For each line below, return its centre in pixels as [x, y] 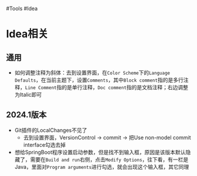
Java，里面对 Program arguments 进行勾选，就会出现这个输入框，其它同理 [102, 167]
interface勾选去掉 [45, 145]
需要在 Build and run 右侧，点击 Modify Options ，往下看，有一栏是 [109, 159]
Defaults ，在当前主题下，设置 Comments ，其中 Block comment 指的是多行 [99, 80]
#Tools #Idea [22, 9]
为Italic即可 [28, 94]
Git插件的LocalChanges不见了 [51, 130]
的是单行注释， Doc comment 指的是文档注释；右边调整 [125, 87]
